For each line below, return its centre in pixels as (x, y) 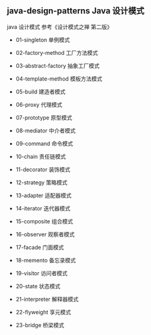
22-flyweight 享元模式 (43, 312)
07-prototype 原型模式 (44, 117)
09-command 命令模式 (44, 143)
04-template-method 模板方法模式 (59, 79)
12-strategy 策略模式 (41, 182)
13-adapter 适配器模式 (44, 195)
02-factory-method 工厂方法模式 (57, 52)
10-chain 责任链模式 (41, 156)
